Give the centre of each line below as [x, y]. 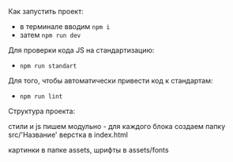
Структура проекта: [42, 111]
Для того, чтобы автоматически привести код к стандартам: [111, 81]
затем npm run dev [50, 35]
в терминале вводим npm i [65, 26]
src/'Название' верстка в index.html [68, 134]
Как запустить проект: [46, 11]
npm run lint [41, 97]
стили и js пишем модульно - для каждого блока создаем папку [117, 126]
